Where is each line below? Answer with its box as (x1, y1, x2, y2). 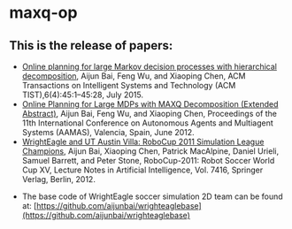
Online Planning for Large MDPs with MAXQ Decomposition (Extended (21, 99, 279, 109)
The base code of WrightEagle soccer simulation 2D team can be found (21, 191, 283, 202)
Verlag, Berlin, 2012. (21, 174, 96, 184)
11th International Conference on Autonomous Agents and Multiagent (21, 118, 274, 128)
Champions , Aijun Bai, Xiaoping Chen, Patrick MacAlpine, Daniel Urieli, (21, 146, 280, 156)
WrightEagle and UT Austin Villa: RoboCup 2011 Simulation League (21, 136, 265, 147)
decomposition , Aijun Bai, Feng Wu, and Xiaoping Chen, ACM (21, 71, 246, 81)
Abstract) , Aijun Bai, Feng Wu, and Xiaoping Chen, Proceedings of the (21, 109, 277, 118)
